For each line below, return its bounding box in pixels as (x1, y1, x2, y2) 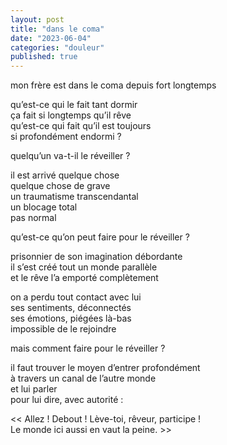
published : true (10, 52, 78, 62)
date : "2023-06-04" (10, 33, 92, 43)
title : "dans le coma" (10, 24, 105, 34)
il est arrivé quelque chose (10, 169, 120, 181)
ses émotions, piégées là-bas (10, 312, 132, 325)
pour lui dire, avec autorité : (10, 394, 124, 406)
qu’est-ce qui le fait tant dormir (10, 99, 138, 111)
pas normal (10, 212, 57, 224)
